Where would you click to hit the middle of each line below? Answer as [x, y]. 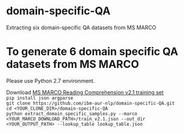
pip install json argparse [40, 98]
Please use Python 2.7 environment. [50, 81]
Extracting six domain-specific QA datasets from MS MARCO [81, 27]
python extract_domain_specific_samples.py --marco [72, 114]
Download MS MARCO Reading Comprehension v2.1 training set [85, 92]
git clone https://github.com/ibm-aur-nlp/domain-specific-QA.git [91, 103]
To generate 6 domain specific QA [92, 52]
